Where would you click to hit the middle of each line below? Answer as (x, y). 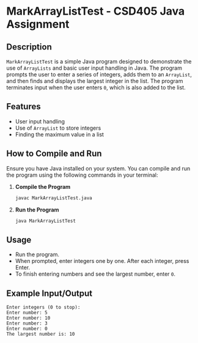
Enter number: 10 (28, 318)
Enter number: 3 (27, 323)
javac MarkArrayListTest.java (54, 198)
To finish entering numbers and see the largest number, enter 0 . (95, 274)
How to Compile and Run (54, 154)
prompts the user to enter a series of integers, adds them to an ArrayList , (99, 74)
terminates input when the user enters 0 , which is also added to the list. (96, 87)
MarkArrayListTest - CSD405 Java (96, 11)
